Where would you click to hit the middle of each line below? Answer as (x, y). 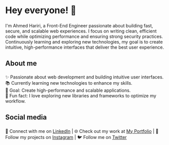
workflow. (15, 101)
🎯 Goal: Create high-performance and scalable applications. (68, 90)
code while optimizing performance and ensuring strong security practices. (84, 37)
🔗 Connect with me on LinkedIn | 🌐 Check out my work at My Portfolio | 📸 (82, 131)
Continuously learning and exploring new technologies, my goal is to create (84, 42)
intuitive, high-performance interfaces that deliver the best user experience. (85, 47)
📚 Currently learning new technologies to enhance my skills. (69, 83)
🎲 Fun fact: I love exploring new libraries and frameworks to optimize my (81, 96)
